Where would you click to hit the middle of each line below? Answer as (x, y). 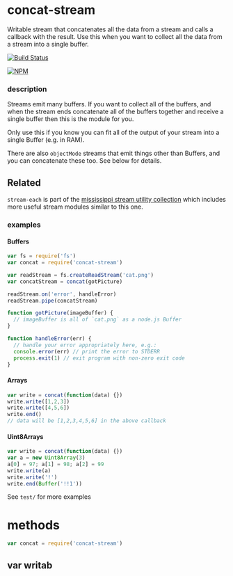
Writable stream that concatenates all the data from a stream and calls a (110, 29)
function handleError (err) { (49, 339)
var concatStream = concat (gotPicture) (65, 281)
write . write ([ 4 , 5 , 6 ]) (39, 408)
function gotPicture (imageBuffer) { (60, 313)
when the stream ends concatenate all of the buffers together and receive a (115, 112)
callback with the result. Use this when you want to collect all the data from (115, 36)
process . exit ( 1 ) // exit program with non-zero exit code (99, 358)
